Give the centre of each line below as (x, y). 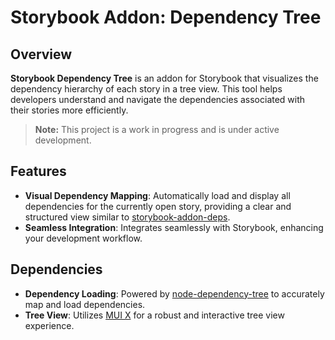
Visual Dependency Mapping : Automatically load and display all (157, 195)
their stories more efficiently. (69, 110)
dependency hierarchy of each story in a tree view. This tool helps (146, 89)
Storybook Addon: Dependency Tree (166, 17)
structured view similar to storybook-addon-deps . (127, 217)
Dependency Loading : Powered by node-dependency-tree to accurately (174, 293)
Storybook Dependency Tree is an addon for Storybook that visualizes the (164, 78)
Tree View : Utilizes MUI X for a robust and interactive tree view (154, 315)
